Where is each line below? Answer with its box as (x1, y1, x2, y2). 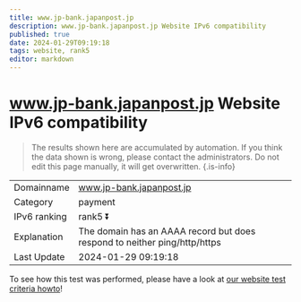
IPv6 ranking (13, 210, 67, 222)
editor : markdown (9, 55, 74, 64)
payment (78, 195, 116, 208)
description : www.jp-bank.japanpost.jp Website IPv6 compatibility (9, 22, 267, 30)
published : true (9, 30, 70, 39)
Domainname (13, 181, 70, 194)
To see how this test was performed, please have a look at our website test (9, 273, 287, 284)
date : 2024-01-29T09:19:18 (9, 38, 110, 47)
